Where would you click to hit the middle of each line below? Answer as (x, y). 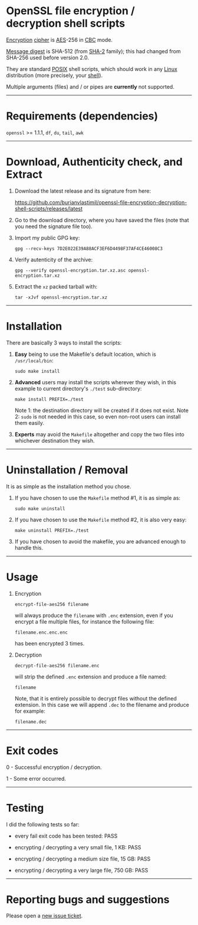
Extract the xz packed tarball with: (56, 286)
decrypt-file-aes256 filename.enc (57, 666)
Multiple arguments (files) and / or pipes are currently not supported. (90, 86)
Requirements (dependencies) (82, 116)
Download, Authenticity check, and (94, 162)
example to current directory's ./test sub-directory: (78, 388)
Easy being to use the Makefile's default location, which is (85, 354)
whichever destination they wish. (55, 440)
